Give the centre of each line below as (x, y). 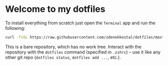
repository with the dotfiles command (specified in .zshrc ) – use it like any (83, 52)
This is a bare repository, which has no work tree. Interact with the (73, 47)
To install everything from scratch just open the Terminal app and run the (80, 23)
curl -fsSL (16, 37)
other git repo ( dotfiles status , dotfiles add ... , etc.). (63, 57)
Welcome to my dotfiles (55, 9)
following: (15, 28)
